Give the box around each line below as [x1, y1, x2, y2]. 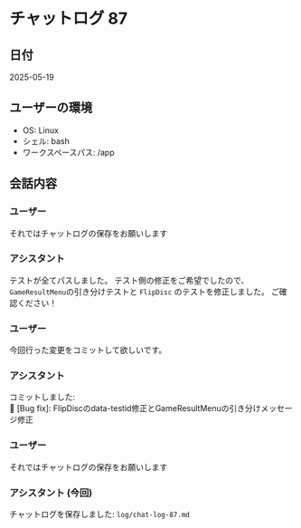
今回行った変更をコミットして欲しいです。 [9, 345, 167, 356]
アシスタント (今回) [9, 486, 93, 499]
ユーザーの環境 [9, 101, 93, 116]
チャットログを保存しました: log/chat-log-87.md [9, 508, 190, 519]
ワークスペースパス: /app [22, 147, 115, 158]
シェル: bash [22, 135, 71, 146]
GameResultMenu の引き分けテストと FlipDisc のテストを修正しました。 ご [9, 286, 280, 297]
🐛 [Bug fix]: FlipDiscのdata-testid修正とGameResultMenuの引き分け [9, 403, 261, 414]
